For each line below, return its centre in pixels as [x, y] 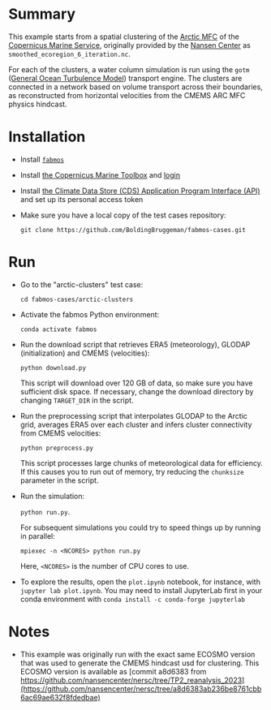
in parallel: [37, 536]
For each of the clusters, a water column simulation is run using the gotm [129, 69]
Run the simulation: [52, 496]
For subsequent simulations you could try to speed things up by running [140, 527]
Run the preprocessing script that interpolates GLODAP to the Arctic [133, 415]
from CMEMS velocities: [60, 433]
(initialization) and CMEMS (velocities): [85, 353]
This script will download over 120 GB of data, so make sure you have [136, 383]
